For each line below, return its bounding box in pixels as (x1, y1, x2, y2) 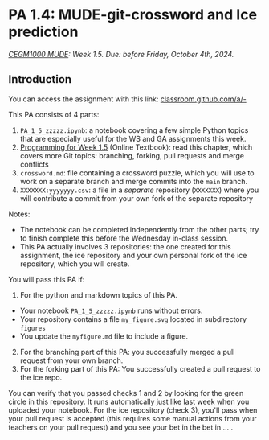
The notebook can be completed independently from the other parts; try (19, 224, 259, 234)
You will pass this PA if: (8, 274, 85, 284)
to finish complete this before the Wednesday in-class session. (19, 233, 229, 243)
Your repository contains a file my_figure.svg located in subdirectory (19, 314, 247, 323)
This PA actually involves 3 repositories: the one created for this (19, 241, 231, 251)
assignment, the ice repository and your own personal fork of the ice (19, 250, 247, 260)
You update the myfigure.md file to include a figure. (19, 331, 189, 341)
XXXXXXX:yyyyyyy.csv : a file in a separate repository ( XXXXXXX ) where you (19, 185, 259, 195)
